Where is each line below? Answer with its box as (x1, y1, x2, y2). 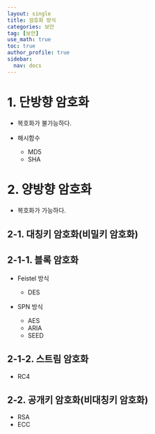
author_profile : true (7, 50, 70, 57)
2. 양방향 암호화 (7, 181, 92, 197)
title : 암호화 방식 (7, 17, 56, 24)
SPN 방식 (17, 302, 43, 310)
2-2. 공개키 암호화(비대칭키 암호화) (7, 394, 149, 405)
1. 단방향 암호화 (7, 94, 90, 110)
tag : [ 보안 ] (7, 29, 40, 37)
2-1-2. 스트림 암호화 (7, 353, 89, 365)
